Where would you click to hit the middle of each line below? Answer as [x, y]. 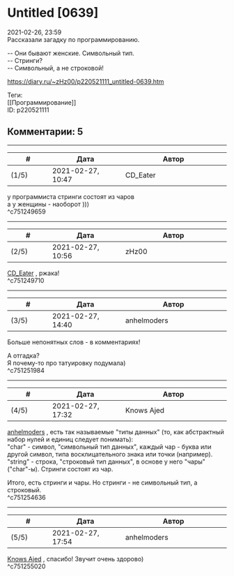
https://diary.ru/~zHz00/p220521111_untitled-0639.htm [86, 81]
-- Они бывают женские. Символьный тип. [71, 53]
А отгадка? [23, 355]
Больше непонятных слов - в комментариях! [74, 342]
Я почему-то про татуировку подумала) [67, 363]
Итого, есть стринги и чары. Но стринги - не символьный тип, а [102, 482]
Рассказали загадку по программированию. [73, 39]
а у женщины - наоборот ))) [48, 204]
